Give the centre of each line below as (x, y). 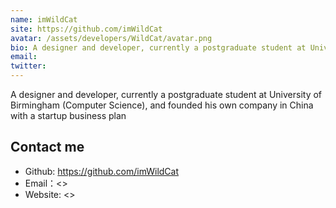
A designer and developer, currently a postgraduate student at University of (166, 94)
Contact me (47, 147)
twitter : (28, 66)
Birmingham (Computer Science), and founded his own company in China (162, 105)
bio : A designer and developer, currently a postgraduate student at (158, 47)
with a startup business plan (68, 115)
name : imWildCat (44, 19)
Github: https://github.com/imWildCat (102, 171)
